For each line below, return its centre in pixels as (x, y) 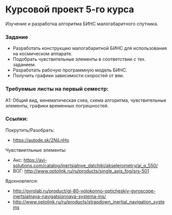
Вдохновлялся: (22, 181)
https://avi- (35, 160)
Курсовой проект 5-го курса (70, 10)
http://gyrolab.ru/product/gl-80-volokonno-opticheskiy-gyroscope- (84, 191)
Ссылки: (17, 119)
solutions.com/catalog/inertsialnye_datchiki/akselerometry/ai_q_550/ (85, 165)
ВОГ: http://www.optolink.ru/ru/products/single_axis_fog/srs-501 (81, 171)
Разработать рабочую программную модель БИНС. (70, 70)
